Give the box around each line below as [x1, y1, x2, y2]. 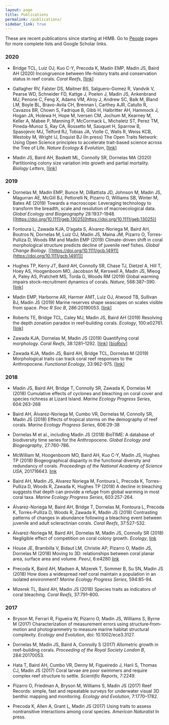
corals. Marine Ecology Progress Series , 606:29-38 [12, 422, 120, 428]
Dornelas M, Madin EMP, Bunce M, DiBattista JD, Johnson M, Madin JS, [12, 189, 162, 195]
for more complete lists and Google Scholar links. [5, 41, 107, 47]
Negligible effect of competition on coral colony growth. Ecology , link [12, 535, 156, 541]
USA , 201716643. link [12, 468, 57, 475]
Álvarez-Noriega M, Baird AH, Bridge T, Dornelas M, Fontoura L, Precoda [12, 504, 164, 510]
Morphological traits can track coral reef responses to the [12, 355, 133, 362]
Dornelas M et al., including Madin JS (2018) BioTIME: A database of [12, 432, 155, 438]
